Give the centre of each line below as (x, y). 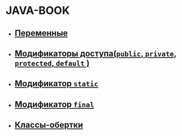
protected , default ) (52, 63)
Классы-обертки (49, 125)
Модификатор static (56, 83)
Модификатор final (54, 104)
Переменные (41, 33)
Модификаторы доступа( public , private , (95, 53)
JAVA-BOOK (38, 11)
